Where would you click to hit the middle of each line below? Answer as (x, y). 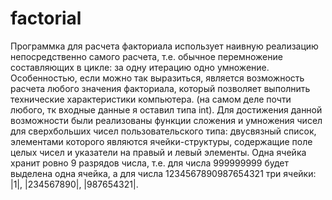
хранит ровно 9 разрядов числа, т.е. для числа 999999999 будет (149, 163)
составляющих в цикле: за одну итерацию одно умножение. (140, 67)
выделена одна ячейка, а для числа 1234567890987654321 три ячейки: (163, 173)
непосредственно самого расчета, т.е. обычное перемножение (146, 56)
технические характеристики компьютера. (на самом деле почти (151, 99)
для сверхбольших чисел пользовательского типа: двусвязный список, (163, 131)
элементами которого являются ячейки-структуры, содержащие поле (161, 141)
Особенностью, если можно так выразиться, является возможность (157, 78)
